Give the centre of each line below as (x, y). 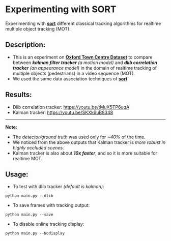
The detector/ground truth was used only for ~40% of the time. (79, 137)
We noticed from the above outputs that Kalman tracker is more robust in (89, 142)
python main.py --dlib (29, 196)
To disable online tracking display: (48, 224)
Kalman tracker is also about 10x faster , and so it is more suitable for (85, 153)
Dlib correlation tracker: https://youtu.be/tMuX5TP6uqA (71, 107)
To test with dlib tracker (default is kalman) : (58, 187)
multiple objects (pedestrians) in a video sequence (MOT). (74, 73)
